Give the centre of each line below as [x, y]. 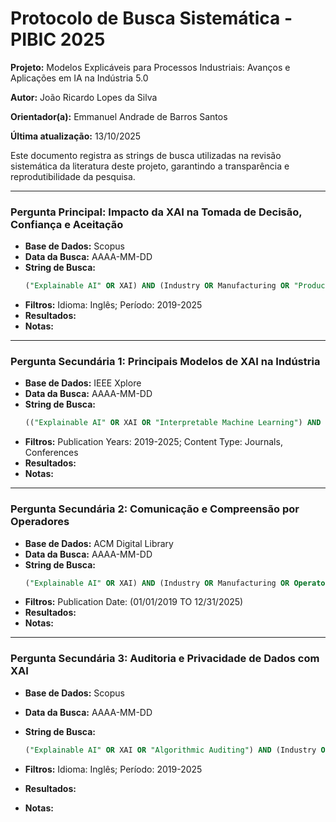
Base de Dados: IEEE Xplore [83, 383]
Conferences [51, 453]
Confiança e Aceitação [67, 224]
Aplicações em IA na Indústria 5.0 [79, 78]
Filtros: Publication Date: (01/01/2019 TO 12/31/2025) [134, 602]
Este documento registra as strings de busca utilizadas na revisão [146, 155]
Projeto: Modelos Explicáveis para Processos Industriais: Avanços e [150, 67]
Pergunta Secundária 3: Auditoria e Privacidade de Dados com [165, 659]
